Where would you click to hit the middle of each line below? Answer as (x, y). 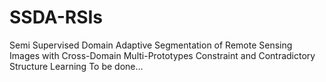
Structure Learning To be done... (76, 66)
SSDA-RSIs (56, 17)
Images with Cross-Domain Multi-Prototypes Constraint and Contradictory (162, 55)
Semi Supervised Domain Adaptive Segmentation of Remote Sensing (151, 45)
